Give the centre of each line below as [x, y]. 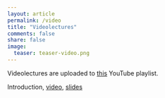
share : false [26, 40]
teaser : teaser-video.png [52, 54]
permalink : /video [34, 20]
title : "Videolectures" [42, 27]
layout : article [31, 14]
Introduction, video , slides [45, 87]
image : [17, 47]
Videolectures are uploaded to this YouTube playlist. [83, 73]
